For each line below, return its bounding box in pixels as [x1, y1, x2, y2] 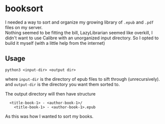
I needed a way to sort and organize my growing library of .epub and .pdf [5, 19, 154, 25]
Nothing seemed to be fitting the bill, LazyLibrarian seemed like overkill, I [5, 30, 153, 35]
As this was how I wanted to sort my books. [5, 113, 94, 119]
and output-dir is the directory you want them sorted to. [5, 81, 120, 87]
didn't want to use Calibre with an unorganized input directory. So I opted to [5, 35, 159, 41]
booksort [5, 3, 43, 14]
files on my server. [5, 24, 43, 30]
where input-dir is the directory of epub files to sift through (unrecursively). [5, 76, 160, 82]
